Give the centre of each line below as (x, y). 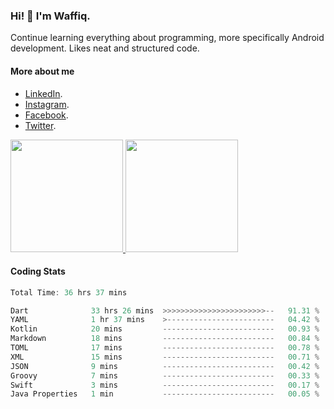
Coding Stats (38, 271)
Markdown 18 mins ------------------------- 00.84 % (165, 339)
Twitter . (40, 125)
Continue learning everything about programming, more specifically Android (167, 38)
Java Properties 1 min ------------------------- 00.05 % (165, 394)
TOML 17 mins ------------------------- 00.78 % (165, 348)
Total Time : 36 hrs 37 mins (69, 292)
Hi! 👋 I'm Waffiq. (50, 16)
